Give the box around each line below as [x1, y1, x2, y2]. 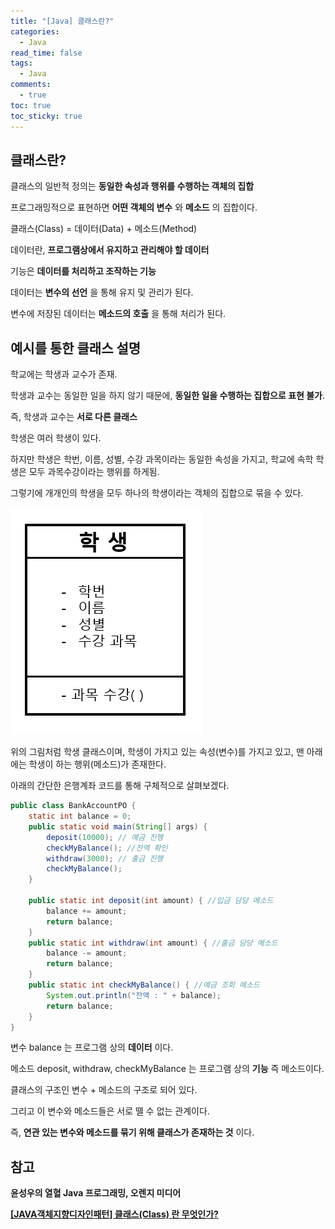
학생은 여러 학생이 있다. [10, 432, 102, 444]
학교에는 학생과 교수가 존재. [10, 368, 118, 380]
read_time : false [10, 48, 83, 58]
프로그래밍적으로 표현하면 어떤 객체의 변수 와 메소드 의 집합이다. [10, 201, 258, 214]
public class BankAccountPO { [10, 801, 137, 811]
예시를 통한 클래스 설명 [10, 340, 142, 357]
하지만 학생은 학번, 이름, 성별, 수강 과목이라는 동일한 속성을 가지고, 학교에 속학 [10, 453, 314, 465]
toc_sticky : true [10, 111, 83, 121]
